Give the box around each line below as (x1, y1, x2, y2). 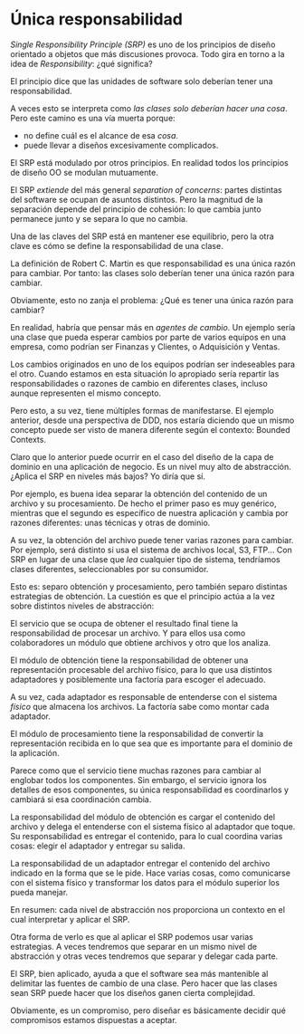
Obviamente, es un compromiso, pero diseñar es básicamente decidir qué (10, 1005, 286, 1016)
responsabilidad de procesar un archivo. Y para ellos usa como (10, 627, 246, 638)
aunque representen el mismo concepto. (10, 388, 162, 398)
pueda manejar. (10, 886, 69, 897)
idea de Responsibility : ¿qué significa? (10, 58, 153, 69)
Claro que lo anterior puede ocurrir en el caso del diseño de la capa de (10, 451, 274, 462)
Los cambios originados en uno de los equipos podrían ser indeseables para (10, 359, 296, 369)
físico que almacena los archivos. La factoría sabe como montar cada (10, 701, 270, 712)
